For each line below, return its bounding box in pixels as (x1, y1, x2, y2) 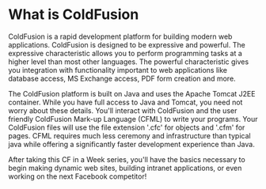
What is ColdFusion (8, 6, 139, 24)
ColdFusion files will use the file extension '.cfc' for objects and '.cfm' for (8, 123, 245, 132)
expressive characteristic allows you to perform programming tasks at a (8, 48, 243, 58)
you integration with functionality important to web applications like (8, 65, 228, 74)
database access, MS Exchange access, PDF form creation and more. (8, 74, 236, 83)
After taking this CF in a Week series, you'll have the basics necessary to (8, 154, 245, 164)
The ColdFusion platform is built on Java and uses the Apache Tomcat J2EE (8, 89, 256, 98)
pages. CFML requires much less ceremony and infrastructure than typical (8, 130, 251, 140)
